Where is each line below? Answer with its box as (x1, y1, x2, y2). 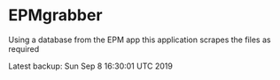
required (8, 43, 40, 54)
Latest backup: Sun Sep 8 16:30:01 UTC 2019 (8, 61, 174, 71)
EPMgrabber (8, 5, 103, 25)
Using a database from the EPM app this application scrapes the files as (8, 34, 271, 45)
